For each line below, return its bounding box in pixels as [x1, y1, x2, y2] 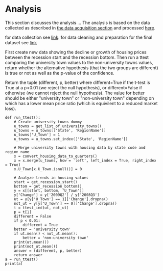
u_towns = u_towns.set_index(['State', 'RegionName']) [14, 136, 128, 141]
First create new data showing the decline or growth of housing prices [5, 49, 147, 55]
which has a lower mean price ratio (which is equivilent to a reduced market [5, 100, 158, 106]
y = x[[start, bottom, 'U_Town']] [14, 188, 84, 193]
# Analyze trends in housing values [14, 175, 89, 180]
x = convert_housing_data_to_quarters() [14, 154, 97, 159]
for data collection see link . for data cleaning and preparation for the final [5, 34, 153, 40]
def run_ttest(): [5, 115, 41, 120]
